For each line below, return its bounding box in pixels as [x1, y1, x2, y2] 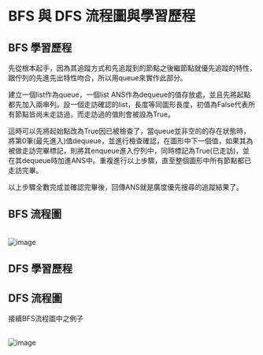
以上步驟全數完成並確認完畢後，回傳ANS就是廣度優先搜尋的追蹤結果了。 [8, 183, 244, 191]
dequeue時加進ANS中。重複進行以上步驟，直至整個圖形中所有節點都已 [21, 156, 252, 165]
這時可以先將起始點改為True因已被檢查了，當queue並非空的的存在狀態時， [8, 127, 250, 135]
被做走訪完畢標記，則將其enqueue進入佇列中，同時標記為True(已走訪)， [8, 146, 243, 155]
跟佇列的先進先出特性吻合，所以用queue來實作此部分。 [8, 73, 187, 83]
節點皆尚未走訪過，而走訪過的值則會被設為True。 [14, 109, 175, 119]
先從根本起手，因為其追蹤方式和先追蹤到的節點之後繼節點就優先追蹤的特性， [8, 64, 257, 72]
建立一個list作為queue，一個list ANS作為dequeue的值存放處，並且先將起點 [8, 90, 251, 99]
